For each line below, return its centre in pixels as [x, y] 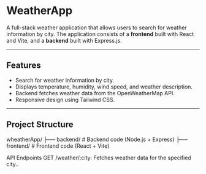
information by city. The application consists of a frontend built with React [100, 34]
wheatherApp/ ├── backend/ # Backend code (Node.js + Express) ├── [97, 139]
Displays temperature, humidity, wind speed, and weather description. [104, 87]
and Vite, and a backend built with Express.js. [64, 40]
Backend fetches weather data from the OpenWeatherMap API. [95, 93]
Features [24, 66]
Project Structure [40, 125]
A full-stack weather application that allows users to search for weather [97, 27]
